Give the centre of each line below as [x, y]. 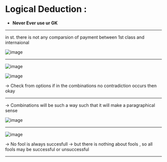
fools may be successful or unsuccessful [47, 149]
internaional [17, 42]
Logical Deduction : [46, 9]
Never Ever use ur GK [35, 23]
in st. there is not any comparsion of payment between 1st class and [75, 37]
